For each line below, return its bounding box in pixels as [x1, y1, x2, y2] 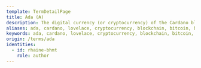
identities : [6, 42, 36, 48]
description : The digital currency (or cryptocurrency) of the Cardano [6, 20, 188, 25]
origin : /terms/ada [6, 36, 55, 42]
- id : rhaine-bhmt [11, 47, 58, 53]
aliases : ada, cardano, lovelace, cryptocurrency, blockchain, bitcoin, [6, 25, 191, 31]
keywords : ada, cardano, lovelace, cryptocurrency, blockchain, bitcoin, [6, 31, 194, 37]
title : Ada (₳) [6, 14, 44, 20]
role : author [17, 53, 50, 59]
